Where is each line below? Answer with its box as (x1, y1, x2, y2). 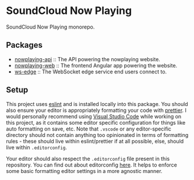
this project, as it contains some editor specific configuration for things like (6, 119, 186, 126)
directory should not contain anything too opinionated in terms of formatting (6, 131, 189, 138)
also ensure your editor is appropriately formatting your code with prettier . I (6, 107, 187, 114)
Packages (6, 40, 43, 50)
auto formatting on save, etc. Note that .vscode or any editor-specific (6, 125, 172, 132)
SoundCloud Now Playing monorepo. (6, 23, 95, 30)
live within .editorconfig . (6, 144, 67, 151)
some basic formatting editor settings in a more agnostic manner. (6, 167, 163, 174)
